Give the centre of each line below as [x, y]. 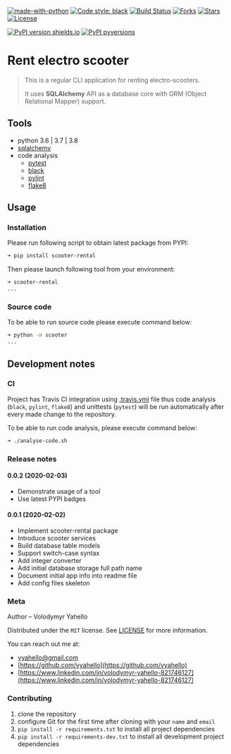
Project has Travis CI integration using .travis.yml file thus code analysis [112, 399]
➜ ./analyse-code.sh [38, 441]
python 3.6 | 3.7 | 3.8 [48, 140]
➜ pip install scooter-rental [52, 256]
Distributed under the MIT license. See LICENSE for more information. [107, 631]
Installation [27, 228]
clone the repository [47, 714]
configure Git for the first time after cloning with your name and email [116, 721]
